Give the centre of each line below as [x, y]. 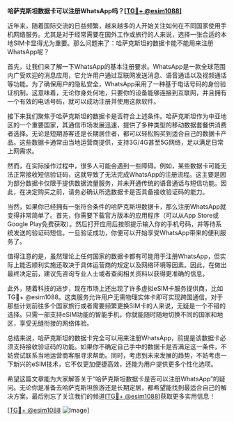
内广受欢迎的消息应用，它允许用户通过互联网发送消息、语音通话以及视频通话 [117, 75]
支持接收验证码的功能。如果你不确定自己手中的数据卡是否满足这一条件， [117, 347]
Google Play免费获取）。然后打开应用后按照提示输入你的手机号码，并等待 [111, 224]
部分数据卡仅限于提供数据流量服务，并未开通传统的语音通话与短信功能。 [117, 183]
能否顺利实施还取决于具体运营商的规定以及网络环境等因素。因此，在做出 [123, 265]
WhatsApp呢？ [29, 52]
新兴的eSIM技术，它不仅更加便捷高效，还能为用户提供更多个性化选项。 [115, 364]
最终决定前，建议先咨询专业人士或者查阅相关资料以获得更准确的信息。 [108, 273]
